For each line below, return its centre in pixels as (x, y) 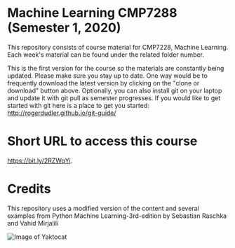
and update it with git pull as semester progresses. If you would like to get (114, 98)
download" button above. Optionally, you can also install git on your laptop (115, 90)
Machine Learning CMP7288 (92, 13)
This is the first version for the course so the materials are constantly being (116, 68)
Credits (29, 189)
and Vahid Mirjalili (33, 223)
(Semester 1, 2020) (64, 28)
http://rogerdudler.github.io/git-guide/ (62, 113)
